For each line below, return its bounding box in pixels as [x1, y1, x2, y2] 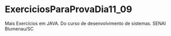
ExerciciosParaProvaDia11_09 [5, 4, 133, 15]
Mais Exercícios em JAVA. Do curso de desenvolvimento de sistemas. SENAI [5, 20, 166, 26]
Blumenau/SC [5, 25, 34, 31]
